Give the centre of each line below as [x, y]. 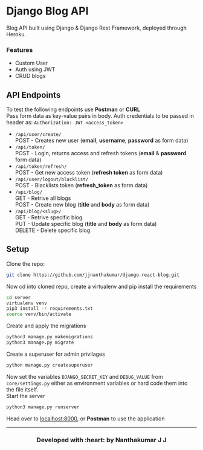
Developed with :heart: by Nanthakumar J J [101, 440]
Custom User [31, 63]
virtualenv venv [27, 303]
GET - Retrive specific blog [49, 217]
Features [20, 50]
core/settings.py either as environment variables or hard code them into [97, 383]
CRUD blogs [30, 76]
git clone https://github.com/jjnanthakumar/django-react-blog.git [93, 275]
